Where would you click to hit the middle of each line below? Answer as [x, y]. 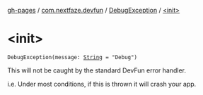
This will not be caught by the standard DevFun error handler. [97, 70]
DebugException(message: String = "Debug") [72, 57]
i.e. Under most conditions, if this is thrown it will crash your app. [102, 84]
